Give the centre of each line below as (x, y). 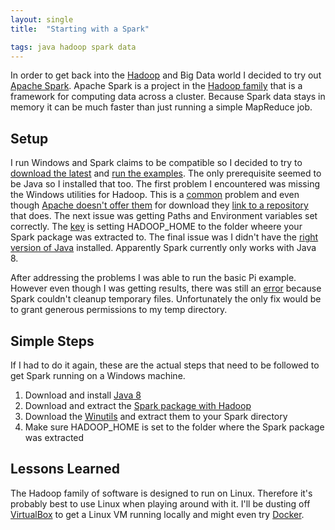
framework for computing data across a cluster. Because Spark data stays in (168, 97)
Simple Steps (52, 341)
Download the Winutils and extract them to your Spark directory (156, 416)
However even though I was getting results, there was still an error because (166, 288)
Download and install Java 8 (83, 395)
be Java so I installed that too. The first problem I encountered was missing (165, 184)
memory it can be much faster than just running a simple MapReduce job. (161, 107)
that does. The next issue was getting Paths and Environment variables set (164, 216)
